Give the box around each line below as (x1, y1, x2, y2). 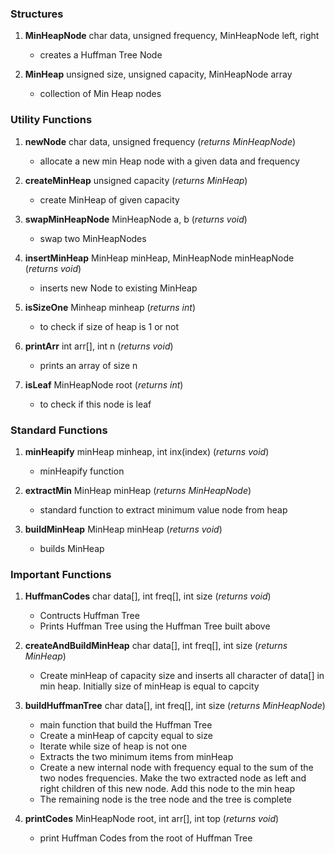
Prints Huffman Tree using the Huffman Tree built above (39, 620, 271, 632)
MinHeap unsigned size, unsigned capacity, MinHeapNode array (24, 68, 293, 81)
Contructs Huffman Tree (39, 610, 140, 622)
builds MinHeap (39, 542, 105, 554)
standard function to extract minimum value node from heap (39, 503, 288, 516)
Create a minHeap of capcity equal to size (39, 730, 213, 742)
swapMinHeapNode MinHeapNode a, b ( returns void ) (24, 213, 248, 225)
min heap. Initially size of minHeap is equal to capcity (39, 680, 260, 692)
